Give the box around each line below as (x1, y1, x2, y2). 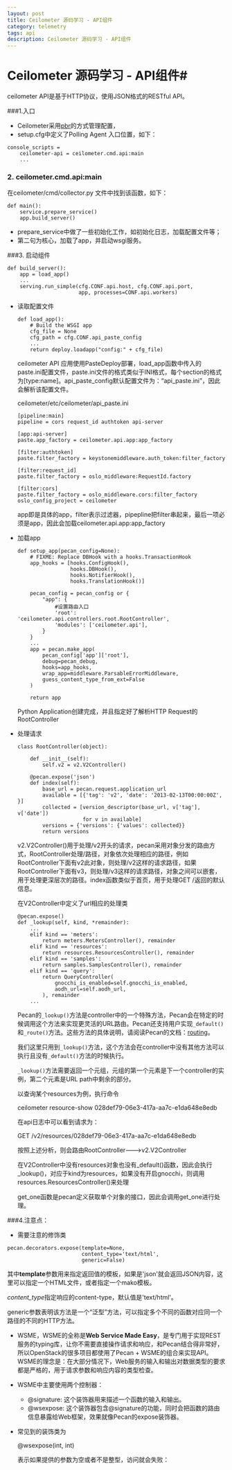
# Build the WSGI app (30, 322, 92, 329)
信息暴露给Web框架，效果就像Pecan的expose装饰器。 (27, 1413, 183, 1421)
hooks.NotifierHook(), (70, 572, 136, 579)
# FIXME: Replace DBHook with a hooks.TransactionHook (30, 554, 192, 561)
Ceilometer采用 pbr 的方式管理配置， (17, 122, 120, 130)
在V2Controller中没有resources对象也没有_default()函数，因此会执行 (17, 1161, 213, 1169)
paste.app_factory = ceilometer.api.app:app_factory (17, 437, 173, 444)
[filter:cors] (17, 486, 58, 493)
